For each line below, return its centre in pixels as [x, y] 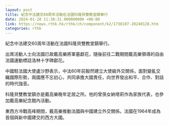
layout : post [19, 10]
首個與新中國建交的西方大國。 [36, 117]
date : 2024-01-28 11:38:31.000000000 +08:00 [53, 19]
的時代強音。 [18, 84]
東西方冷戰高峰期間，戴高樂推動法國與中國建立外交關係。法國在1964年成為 [83, 111]
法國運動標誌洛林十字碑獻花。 [36, 60]
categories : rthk [23, 29]
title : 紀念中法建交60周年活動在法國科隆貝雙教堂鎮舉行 [57, 15]
